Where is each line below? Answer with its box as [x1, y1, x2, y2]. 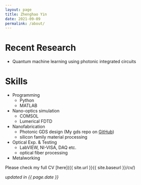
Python [19, 97, 34, 104]
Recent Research [5, 42, 76, 53]
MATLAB [19, 103, 38, 109]
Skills [5, 76, 28, 87]
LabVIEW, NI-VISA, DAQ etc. [19, 145, 77, 150]
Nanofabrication [12, 124, 45, 130]
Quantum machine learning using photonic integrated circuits [12, 59, 137, 65]
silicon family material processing [19, 134, 87, 140]
